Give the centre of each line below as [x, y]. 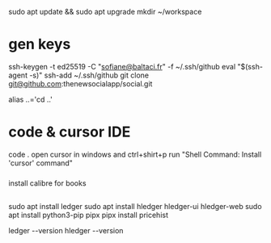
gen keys [40, 44]
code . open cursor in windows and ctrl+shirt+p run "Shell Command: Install [135, 154]
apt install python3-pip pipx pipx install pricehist [88, 215]
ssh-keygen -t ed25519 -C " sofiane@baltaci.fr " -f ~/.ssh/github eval [122, 66]
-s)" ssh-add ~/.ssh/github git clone [89, 75]
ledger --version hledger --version [66, 231]
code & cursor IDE [70, 132]
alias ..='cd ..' [30, 99]
